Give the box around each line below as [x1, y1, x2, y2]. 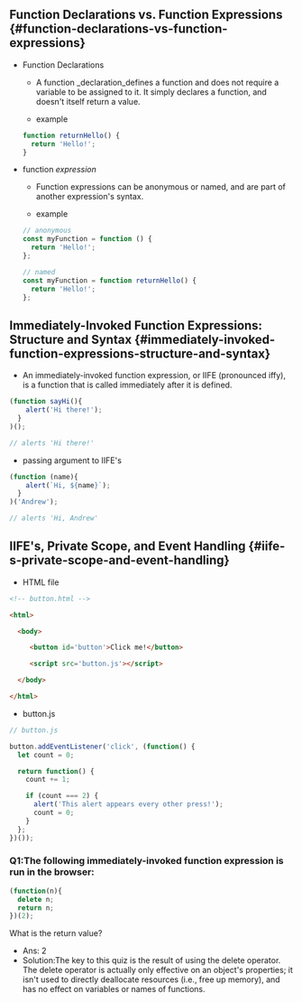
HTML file [22, 577, 59, 588]
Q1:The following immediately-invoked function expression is [9, 855, 284, 867]
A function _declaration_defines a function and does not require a [35, 77, 279, 88]
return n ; [17, 903, 54, 913]
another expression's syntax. [35, 191, 144, 202]
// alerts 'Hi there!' [9, 438, 95, 448]
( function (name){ [9, 472, 78, 481]
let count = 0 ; [17, 750, 75, 759]
